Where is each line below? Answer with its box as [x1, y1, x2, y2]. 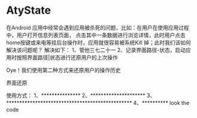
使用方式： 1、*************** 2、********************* [6, 92, 146, 99]
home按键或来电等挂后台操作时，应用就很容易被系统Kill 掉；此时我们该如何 [6, 39, 191, 46]
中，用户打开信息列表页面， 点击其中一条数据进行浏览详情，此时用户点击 [6, 31, 186, 39]
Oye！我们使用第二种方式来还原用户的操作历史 [6, 66, 121, 73]
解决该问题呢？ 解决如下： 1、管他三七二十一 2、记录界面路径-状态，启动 [6, 46, 186, 54]
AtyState [6, 4, 51, 17]
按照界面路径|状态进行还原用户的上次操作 [16, 54, 118, 61]
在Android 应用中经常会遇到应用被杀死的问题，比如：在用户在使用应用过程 [6, 24, 189, 31]
